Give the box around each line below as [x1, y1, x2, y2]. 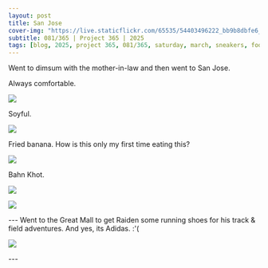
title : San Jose [8, 19, 62, 27]
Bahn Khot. [8, 170, 45, 179]
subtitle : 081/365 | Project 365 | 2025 [8, 33, 145, 42]
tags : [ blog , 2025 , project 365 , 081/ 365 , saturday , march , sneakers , [8, 41, 248, 49]
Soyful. [8, 109, 32, 119]
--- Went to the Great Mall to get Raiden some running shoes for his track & [8, 215, 256, 225]
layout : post [8, 11, 52, 20]
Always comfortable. [8, 79, 77, 89]
